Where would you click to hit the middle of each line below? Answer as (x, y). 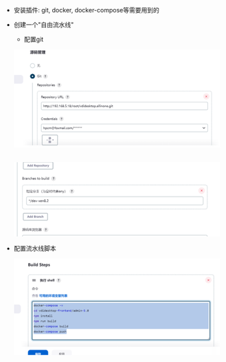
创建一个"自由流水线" (44, 25)
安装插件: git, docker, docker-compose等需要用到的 (86, 10)
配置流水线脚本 (35, 249)
